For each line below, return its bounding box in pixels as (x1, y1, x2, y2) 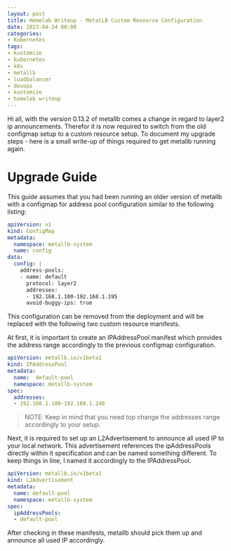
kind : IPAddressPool (7, 361, 68, 368)
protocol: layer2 (25, 279, 77, 287)
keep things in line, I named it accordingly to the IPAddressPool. (7, 457, 192, 465)
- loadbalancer (7, 75, 52, 83)
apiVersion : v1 (7, 221, 52, 228)
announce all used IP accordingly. (7, 536, 105, 545)
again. (7, 145, 26, 153)
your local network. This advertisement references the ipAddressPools (7, 441, 211, 450)
